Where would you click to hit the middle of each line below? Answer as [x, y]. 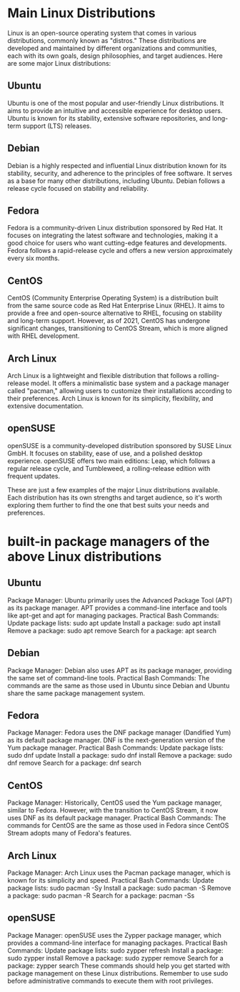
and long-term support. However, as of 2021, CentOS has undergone [109, 321]
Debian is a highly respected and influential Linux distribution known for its [117, 165]
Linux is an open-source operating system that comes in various [102, 33]
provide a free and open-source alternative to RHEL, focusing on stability [115, 313]
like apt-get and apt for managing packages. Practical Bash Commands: [113, 615]
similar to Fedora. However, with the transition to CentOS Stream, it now [113, 810]
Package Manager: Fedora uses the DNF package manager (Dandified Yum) [119, 733]
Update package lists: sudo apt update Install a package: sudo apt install [114, 623]
